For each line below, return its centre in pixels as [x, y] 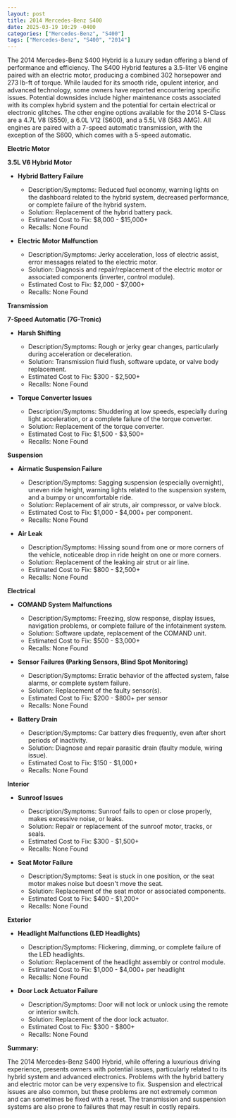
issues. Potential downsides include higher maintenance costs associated [114, 98]
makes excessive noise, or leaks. [76, 819]
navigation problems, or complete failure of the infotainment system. [127, 626]
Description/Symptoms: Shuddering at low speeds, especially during [128, 412]
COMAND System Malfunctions [65, 604]
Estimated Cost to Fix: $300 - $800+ [81, 1027]
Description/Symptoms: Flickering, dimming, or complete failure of [124, 947]
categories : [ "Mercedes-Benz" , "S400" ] [66, 34]
